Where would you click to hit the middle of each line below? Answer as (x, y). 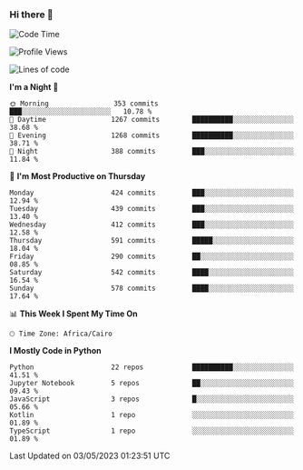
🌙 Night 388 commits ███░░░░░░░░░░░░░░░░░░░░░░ (152, 152)
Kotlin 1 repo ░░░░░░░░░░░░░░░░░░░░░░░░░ (152, 415)
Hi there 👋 (32, 15)
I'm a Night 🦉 (34, 87)
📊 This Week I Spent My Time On (73, 314)
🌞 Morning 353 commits (84, 104)
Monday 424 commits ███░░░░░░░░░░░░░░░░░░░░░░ (152, 193)
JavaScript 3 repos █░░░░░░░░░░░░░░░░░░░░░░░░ (152, 399)
